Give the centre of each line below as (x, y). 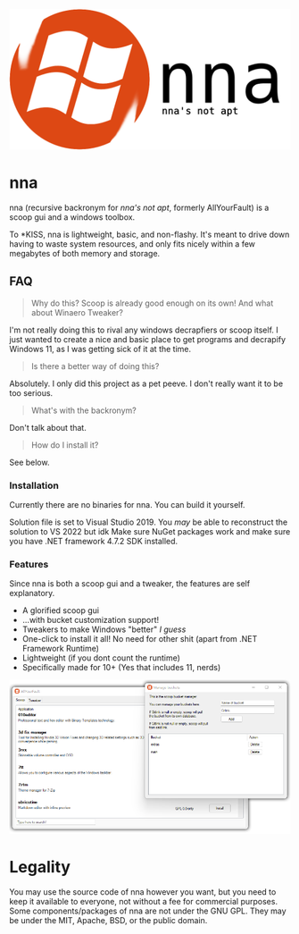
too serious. (31, 392)
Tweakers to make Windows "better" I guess (104, 629)
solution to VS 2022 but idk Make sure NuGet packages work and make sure (150, 532)
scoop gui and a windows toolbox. (72, 217)
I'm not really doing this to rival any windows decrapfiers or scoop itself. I (144, 330)
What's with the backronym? (83, 410)
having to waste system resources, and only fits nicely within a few (133, 244)
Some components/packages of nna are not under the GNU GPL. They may (148, 911)
